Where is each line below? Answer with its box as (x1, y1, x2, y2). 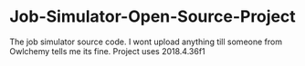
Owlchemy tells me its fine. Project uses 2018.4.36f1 (9, 45, 205, 56)
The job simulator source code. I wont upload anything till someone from (9, 36, 283, 47)
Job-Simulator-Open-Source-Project (9, 6, 297, 27)
